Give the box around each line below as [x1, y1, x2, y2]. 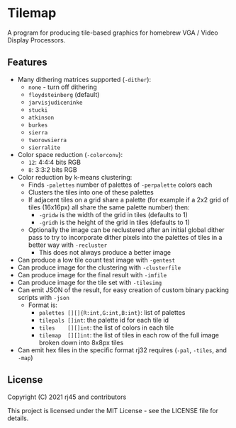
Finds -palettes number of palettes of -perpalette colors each [28, 180, 213, 189]
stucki [28, 106, 48, 114]
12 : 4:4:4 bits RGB [28, 158, 82, 166]
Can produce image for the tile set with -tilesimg [17, 278, 162, 287]
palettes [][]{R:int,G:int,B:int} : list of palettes [38, 308, 186, 316]
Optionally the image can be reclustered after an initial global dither [28, 225, 225, 234]
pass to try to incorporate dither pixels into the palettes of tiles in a [28, 233, 223, 241]
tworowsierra [28, 137, 67, 144]
